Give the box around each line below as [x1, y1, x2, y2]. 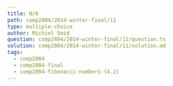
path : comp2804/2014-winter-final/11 [7, 17, 117, 24]
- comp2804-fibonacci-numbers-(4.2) [13, 68, 120, 75]
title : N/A [7, 10, 39, 17]
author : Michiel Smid [7, 29, 70, 37]
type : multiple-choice [7, 23, 73, 30]
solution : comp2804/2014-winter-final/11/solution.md [7, 42, 167, 49]
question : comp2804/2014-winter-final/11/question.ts [7, 36, 167, 43]
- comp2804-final [13, 62, 64, 69]
